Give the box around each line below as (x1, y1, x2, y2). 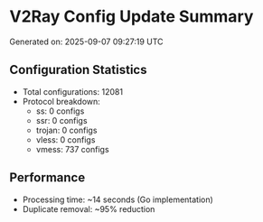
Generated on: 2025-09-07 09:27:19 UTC (9, 36, 164, 47)
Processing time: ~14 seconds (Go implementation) (22, 194, 214, 205)
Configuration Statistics (9, 62, 147, 78)
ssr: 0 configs (35, 115, 88, 125)
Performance (9, 170, 86, 186)
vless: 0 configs (35, 134, 96, 145)
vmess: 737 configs (35, 143, 110, 154)
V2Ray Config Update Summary (9, 6, 254, 27)
